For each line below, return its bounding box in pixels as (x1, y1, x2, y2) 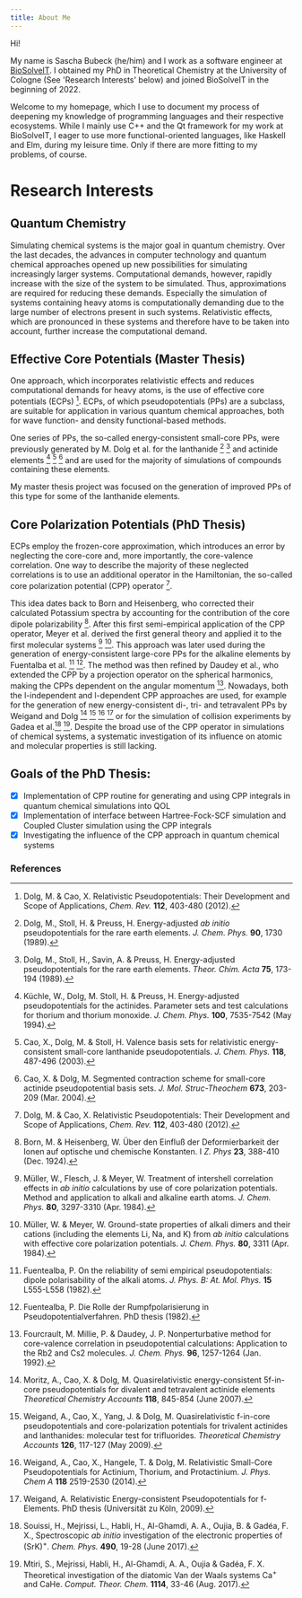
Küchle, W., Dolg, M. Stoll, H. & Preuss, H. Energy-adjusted (22, 991, 240, 1002)
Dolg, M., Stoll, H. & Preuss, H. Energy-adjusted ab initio (22, 918, 230, 929)
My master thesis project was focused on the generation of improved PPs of (10, 481, 292, 492)
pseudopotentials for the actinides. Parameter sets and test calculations (22, 1000, 289, 1011)
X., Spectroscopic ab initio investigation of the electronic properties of (22, 1530, 283, 1541)
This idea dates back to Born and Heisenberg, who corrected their (10, 598, 255, 609)
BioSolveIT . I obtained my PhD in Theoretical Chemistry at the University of (10, 65, 288, 75)
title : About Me (10, 13, 71, 22)
